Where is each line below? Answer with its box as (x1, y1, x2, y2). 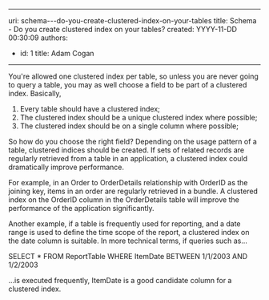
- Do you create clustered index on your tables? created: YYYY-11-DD (8, 25, 238, 34)
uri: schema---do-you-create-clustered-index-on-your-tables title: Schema (8, 16, 257, 25)
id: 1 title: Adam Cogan (19, 49, 94, 58)
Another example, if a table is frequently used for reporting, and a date (8, 219, 242, 229)
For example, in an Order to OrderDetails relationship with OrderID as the (8, 178, 248, 187)
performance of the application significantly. (8, 204, 155, 213)
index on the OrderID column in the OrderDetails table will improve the (8, 195, 240, 205)
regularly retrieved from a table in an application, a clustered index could (8, 154, 248, 163)
